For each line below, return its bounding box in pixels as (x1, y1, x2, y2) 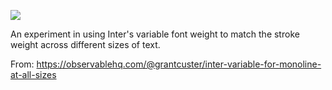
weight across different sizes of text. (10, 39, 161, 50)
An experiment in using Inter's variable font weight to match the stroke (10, 28, 300, 40)
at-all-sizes (10, 69, 57, 80)
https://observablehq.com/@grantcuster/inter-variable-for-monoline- (36, 58, 322, 70)
